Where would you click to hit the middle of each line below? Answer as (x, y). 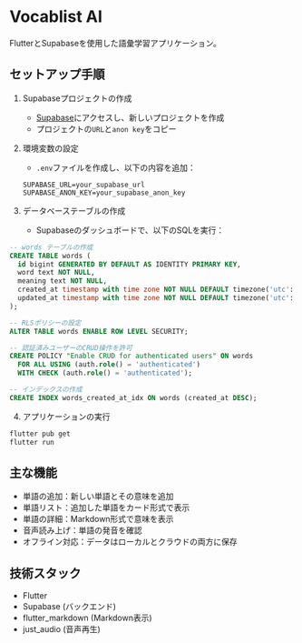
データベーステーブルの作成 (74, 210)
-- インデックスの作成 (46, 389)
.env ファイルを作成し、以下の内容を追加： (116, 167)
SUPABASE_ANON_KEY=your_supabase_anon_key (104, 193)
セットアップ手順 (57, 75)
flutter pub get (40, 434)
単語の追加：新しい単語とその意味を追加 (98, 497)
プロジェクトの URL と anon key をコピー (106, 128)
